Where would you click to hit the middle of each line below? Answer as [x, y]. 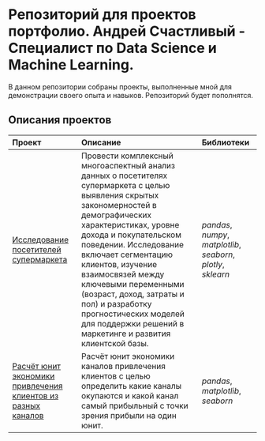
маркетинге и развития [126, 334]
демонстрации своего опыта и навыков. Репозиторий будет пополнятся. [131, 95]
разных [26, 405]
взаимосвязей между [123, 274]
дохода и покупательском [131, 235]
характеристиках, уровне [131, 224]
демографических [117, 215]
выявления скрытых [120, 195]
